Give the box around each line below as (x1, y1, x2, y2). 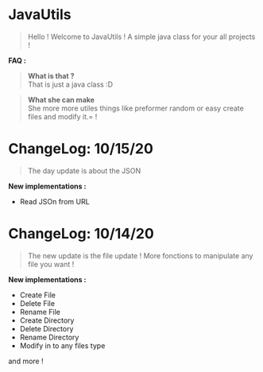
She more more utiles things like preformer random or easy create (27, 103, 244, 113)
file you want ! (27, 259, 75, 269)
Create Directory (19, 316, 75, 325)
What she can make (27, 95, 95, 104)
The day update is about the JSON (27, 165, 141, 176)
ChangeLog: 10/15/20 (8, 140, 153, 158)
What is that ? (27, 71, 75, 80)
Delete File (19, 298, 56, 308)
